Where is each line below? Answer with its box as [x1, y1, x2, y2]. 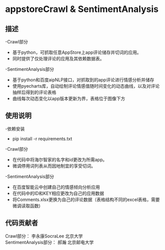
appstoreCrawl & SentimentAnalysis [5, 3, 159, 15]
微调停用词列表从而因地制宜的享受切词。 [12, 163, 96, 169]
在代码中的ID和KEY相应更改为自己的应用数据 [12, 190, 104, 196]
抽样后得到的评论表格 [12, 89, 56, 95]
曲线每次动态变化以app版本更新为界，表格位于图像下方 [12, 96, 126, 101]
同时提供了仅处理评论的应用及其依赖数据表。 [12, 56, 105, 61]
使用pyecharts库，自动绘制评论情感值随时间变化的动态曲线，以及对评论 [12, 83, 160, 89]
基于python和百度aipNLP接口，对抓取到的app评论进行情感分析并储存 [12, 77, 155, 83]
